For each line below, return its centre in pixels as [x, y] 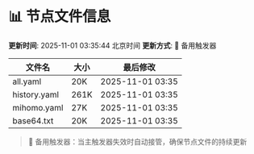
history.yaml [35, 94]
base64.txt [33, 120]
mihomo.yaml [38, 107]
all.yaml [27, 81]
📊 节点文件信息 [60, 17]
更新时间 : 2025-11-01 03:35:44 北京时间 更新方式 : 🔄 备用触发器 [112, 45]
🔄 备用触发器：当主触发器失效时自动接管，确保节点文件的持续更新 [137, 141]
